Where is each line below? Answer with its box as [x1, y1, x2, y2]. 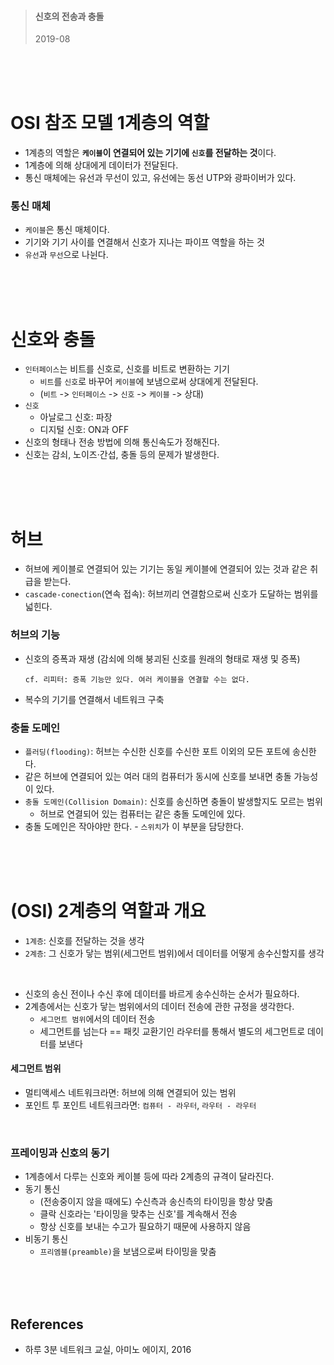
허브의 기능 [10, 628, 61, 642]
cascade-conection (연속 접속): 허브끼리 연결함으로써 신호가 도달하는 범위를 [24, 588, 319, 600]
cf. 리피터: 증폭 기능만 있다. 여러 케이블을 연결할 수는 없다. [24, 674, 250, 685]
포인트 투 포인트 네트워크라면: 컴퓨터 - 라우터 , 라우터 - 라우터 [24, 1099, 257, 1111]
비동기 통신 [24, 1233, 69, 1245]
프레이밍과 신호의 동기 [10, 1146, 110, 1160]
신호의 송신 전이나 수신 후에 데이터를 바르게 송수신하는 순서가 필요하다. [24, 987, 300, 1000]
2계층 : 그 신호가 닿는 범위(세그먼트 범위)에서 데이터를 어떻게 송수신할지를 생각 [24, 947, 325, 959]
